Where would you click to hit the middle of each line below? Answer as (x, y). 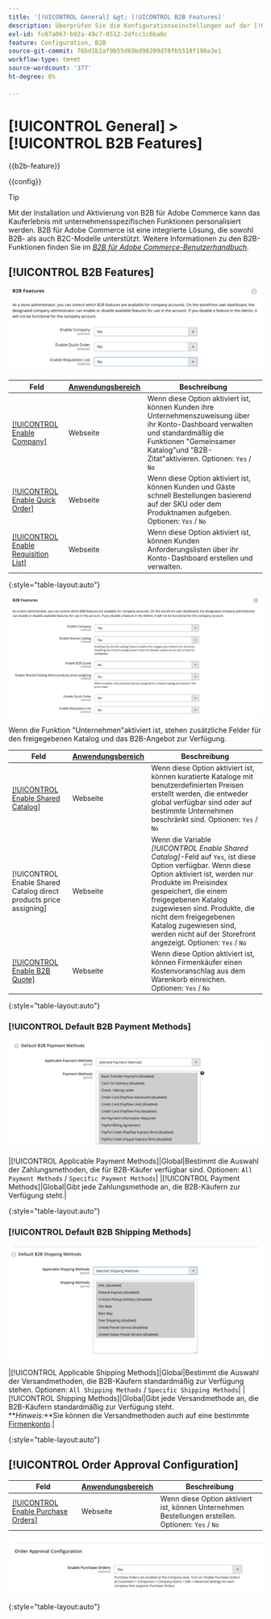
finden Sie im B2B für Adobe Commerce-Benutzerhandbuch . (148, 247)
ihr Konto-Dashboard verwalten (200, 424)
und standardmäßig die (186, 433)
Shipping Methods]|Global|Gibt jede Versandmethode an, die (158, 1398)
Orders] (25, 1520)
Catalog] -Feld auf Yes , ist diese (204, 857)
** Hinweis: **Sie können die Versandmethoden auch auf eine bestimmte (129, 1416)
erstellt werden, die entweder (200, 794)
